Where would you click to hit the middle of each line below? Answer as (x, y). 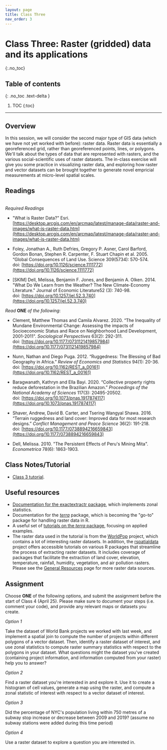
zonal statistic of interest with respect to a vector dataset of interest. (75, 693)
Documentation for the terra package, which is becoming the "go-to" (83, 515)
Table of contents (33, 84)
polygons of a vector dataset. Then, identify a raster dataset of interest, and (83, 642)
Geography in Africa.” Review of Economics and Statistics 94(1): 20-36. (85, 362)
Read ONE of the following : (33, 311)
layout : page (19, 10)
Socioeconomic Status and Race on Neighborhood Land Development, (85, 331)
